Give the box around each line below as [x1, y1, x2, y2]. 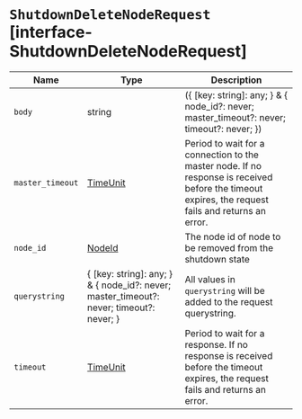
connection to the [184, 148, 259, 161]
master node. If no [184, 159, 262, 172]
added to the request [184, 295, 273, 308]
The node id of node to [184, 230, 281, 243]
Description [210, 74, 262, 86]
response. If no [184, 338, 249, 351]
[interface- [9, 22, 93, 42]
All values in [184, 272, 235, 285]
